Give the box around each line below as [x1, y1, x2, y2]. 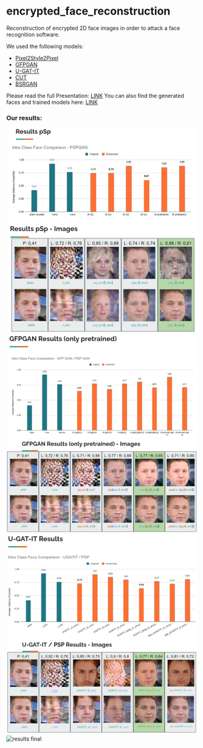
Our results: [6, 114, 43, 122]
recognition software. [6, 30, 60, 38]
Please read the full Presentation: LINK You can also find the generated [6, 92, 184, 99]
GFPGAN [15, 61, 38, 68]
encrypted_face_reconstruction [6, 4, 171, 18]
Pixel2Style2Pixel [15, 54, 59, 61]
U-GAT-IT [15, 67, 40, 74]
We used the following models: [6, 43, 84, 50]
